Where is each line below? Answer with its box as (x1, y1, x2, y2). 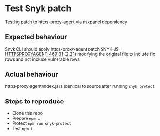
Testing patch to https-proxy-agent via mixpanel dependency (5, 19, 127, 25)
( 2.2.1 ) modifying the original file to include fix (64, 51, 156, 57)
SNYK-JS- (101, 46, 121, 51)
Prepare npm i (12, 115, 40, 121)
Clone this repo (12, 110, 43, 116)
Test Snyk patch (5, 3, 72, 14)
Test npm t (12, 126, 33, 132)
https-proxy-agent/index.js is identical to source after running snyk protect (5, 83, 155, 89)
